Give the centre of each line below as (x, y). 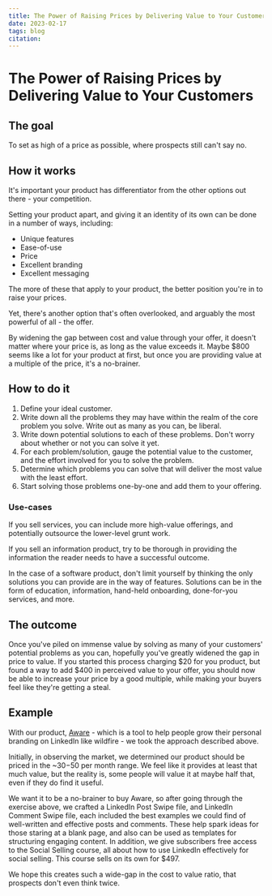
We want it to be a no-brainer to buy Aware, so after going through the (125, 798)
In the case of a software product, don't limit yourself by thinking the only (131, 573)
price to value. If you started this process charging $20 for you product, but (134, 661)
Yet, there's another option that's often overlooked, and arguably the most (132, 314)
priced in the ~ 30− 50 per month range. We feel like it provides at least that (133, 765)
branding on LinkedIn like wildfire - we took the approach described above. (134, 741)
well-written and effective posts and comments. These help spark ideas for (134, 824)
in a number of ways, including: (61, 223)
